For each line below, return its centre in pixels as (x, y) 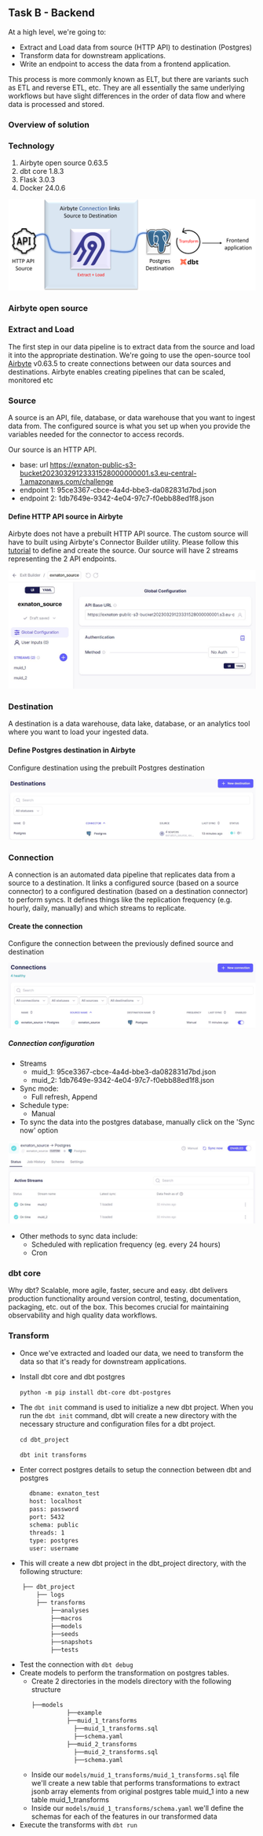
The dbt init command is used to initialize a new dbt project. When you (136, 1407)
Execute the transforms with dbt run (78, 1824)
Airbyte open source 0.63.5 (64, 163)
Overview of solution (49, 124)
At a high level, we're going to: (57, 31)
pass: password (54, 1509)
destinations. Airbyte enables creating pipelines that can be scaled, (117, 371)
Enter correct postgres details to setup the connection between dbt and (135, 1469)
